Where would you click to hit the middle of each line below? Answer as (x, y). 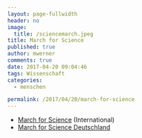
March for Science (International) (66, 120)
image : (17, 27)
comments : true (30, 60)
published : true (31, 47)
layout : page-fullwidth (43, 14)
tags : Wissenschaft (36, 73)
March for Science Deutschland (64, 127)
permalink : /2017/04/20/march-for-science (71, 100)
